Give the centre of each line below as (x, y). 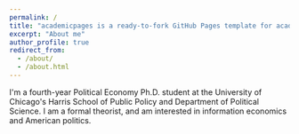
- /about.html (43, 67)
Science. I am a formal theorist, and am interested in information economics (148, 111)
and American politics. (50, 120)
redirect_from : (37, 51)
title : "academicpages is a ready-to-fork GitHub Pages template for (141, 26)
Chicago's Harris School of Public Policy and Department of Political (134, 101)
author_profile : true (49, 42)
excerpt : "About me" (48, 34)
